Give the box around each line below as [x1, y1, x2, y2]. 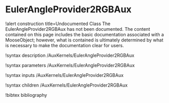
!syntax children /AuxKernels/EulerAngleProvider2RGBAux [5, 82, 128, 88]
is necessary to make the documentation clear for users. [5, 42, 124, 48]
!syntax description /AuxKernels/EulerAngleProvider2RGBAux [5, 52, 134, 58]
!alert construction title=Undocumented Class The [5, 20, 111, 27]
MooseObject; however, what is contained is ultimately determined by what [5, 37, 163, 43]
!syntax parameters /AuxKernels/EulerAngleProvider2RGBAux [5, 62, 135, 68]
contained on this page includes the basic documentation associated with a [5, 31, 164, 37]
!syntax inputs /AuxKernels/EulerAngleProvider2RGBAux [5, 72, 124, 78]
